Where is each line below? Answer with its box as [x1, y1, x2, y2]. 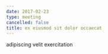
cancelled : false [6, 19, 49, 25]
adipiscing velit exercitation [6, 41, 73, 48]
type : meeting [6, 14, 42, 20]
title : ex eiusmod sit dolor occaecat [6, 25, 102, 31]
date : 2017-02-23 [6, 8, 49, 15]
